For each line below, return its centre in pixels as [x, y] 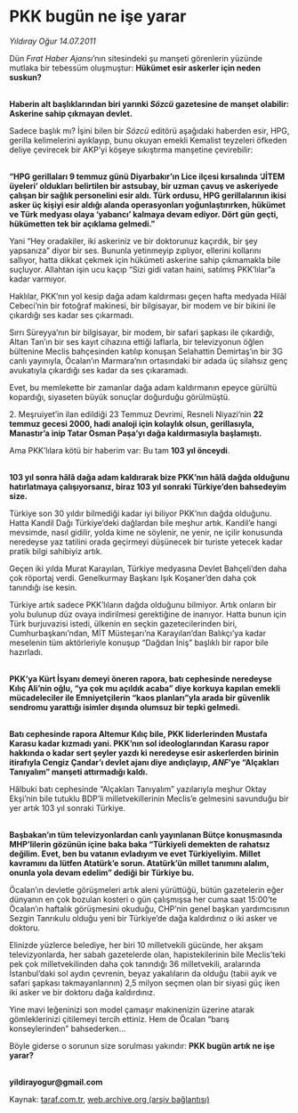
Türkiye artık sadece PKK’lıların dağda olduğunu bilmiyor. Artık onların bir [143, 604]
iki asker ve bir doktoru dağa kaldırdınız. [82, 992]
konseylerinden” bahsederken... [68, 1028]
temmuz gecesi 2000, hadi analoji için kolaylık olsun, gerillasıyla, [132, 423]
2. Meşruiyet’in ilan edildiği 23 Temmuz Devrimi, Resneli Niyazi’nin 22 [137, 414]
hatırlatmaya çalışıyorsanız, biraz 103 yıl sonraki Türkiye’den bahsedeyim [148, 487]
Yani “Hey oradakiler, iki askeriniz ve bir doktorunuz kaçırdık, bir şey [133, 241]
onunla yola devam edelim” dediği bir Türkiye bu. [102, 872]
